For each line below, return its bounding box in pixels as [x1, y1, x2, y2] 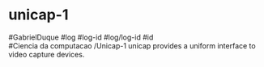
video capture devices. [8, 49, 85, 59]
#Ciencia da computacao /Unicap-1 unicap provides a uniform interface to [8, 40, 257, 50]
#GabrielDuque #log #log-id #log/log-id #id [8, 32, 154, 42]
